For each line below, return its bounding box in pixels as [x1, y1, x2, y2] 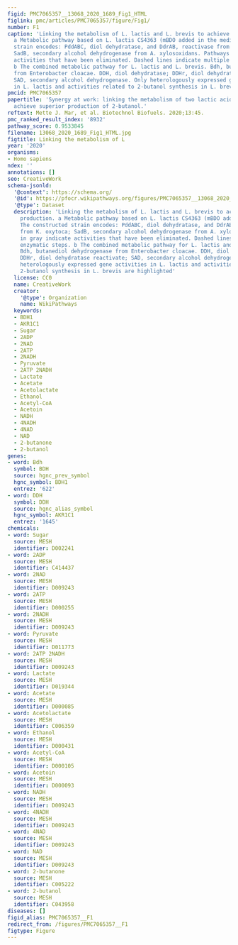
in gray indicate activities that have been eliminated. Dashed [20, 235, 214, 242]
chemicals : [7, 525, 40, 532]
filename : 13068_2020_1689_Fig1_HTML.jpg [7, 129, 132, 136]
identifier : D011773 [13, 643, 74, 651]
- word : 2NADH [7, 611, 50, 618]
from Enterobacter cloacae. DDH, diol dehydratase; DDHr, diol [13, 70, 204, 77]
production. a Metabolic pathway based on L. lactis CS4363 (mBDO [20, 215, 220, 222]
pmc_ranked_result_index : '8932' [7, 116, 106, 123]
